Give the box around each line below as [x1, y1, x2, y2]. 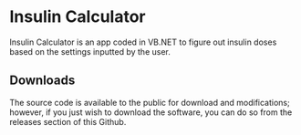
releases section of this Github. [9, 116, 127, 127]
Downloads [9, 73, 76, 88]
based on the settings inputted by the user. [9, 46, 171, 57]
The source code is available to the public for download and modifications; [9, 97, 290, 108]
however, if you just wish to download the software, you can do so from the [9, 107, 293, 118]
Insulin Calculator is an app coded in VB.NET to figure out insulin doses [9, 36, 277, 47]
